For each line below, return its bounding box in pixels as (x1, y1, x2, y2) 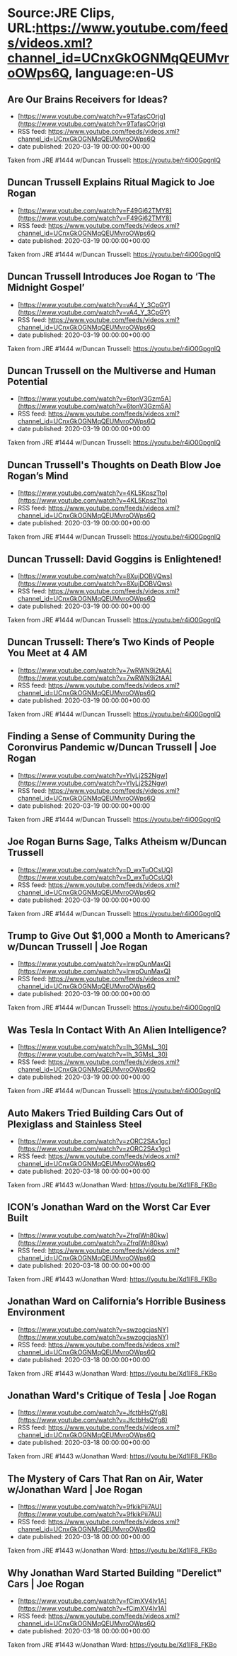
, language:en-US (68, 65, 174, 81)
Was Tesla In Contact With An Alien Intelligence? (7, 1024, 227, 1036)
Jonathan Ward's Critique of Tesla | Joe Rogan (7, 1389, 217, 1401)
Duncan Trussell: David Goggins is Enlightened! (7, 553, 222, 565)
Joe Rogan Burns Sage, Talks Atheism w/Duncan (7, 835, 227, 847)
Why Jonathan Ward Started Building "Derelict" (7, 1567, 222, 1579)
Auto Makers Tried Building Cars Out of (7, 1107, 184, 1119)
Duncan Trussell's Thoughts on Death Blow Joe (7, 459, 221, 471)
